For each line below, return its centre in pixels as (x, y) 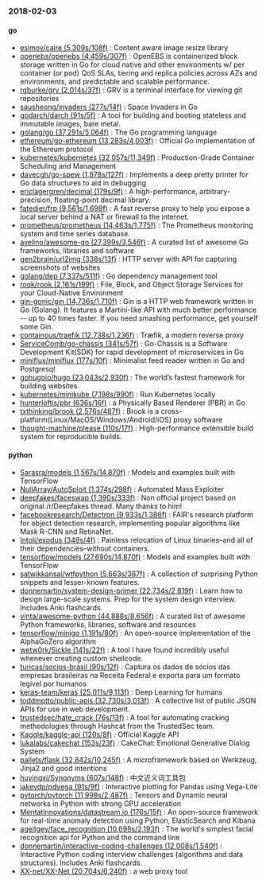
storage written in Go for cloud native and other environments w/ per (132, 64)
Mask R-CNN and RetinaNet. (66, 532)
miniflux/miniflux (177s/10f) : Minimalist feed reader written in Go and (132, 360)
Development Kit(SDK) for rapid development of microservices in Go (131, 352)
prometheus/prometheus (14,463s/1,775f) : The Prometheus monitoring (136, 225)
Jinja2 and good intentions (63, 769)
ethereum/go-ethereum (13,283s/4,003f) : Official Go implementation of (137, 141)
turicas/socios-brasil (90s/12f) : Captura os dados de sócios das (125, 667)
